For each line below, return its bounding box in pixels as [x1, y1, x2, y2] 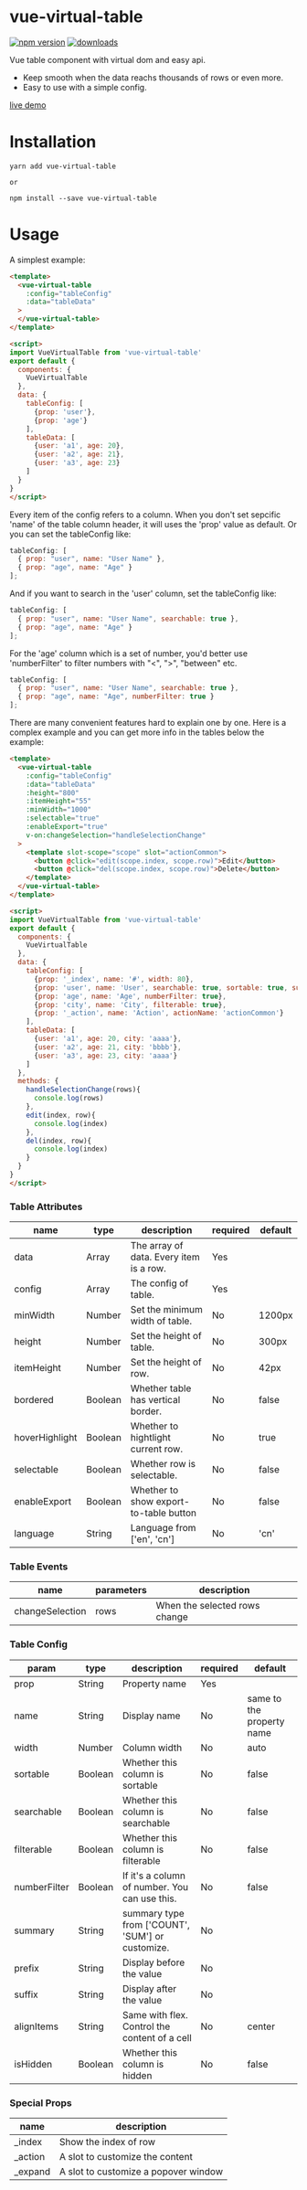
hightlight [130, 1431, 171, 1444]
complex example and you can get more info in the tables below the [9, 727, 265, 738]
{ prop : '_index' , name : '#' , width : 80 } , [33, 974, 195, 983]
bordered [14, 1394, 55, 1407]
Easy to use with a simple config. [22, 81, 148, 92]
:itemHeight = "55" [26, 797, 92, 806]
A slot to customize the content [58, 2151, 194, 2163]
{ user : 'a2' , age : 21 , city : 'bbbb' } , [33, 1042, 182, 1052]
